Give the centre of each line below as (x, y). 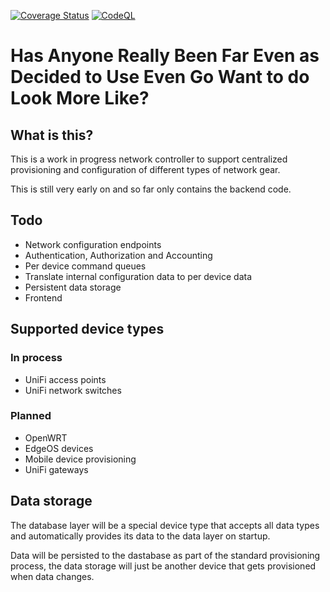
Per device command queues (85, 266)
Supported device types (87, 329)
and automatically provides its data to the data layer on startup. (140, 536)
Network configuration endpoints (93, 244)
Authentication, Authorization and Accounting (118, 255)
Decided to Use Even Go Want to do (160, 77)
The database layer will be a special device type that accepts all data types (165, 525)
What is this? (52, 135)
